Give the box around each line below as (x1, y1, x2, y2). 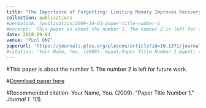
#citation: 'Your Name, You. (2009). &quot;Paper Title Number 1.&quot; (6, 49, 196, 55)
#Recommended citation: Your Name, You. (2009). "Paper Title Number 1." (6, 89, 195, 96)
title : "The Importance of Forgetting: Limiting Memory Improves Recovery (6, 9, 202, 15)
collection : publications (6, 15, 72, 21)
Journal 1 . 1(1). (6, 95, 43, 103)
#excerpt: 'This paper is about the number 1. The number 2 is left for (6, 26, 196, 32)
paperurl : (6, 43, 32, 49)
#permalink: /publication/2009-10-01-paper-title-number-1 (6, 20, 161, 26)
